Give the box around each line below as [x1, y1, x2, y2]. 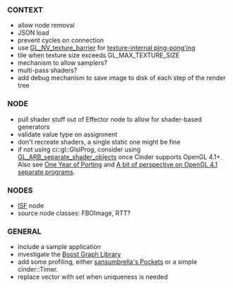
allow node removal [17, 21, 75, 30]
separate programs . [17, 168, 76, 176]
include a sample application [17, 243, 101, 251]
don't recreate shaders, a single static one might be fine [17, 137, 181, 146]
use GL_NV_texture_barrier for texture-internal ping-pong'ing [17, 44, 196, 52]
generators [17, 122, 50, 131]
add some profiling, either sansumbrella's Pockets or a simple [17, 258, 198, 266]
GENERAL [7, 226, 42, 236]
